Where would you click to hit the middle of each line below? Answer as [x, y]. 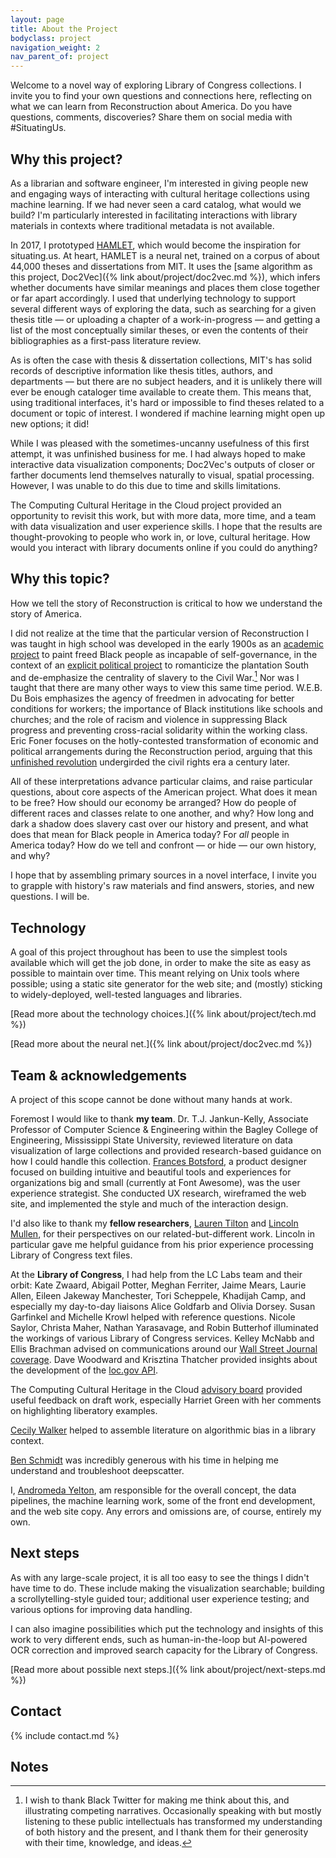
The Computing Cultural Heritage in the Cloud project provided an [146, 505]
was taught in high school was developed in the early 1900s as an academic [167, 643]
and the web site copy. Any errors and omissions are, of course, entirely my [166, 1512]
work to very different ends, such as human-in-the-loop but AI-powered [159, 1639]
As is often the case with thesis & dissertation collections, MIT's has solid [161, 360]
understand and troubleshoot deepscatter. [97, 1471]
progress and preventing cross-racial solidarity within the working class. [159, 730]
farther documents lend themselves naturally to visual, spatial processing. [162, 475]
